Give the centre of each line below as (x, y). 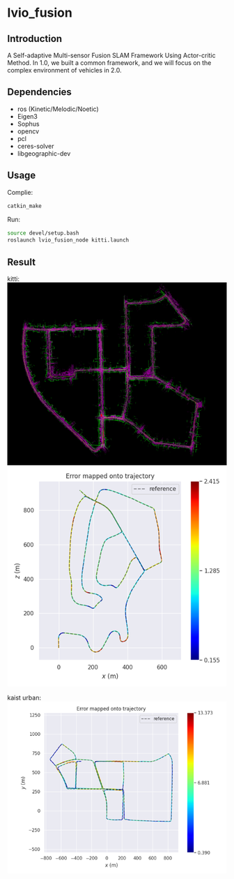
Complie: (20, 192)
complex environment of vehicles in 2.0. (64, 70)
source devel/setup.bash (43, 233)
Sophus (28, 124)
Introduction (35, 39)
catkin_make (24, 206)
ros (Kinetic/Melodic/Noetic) (58, 109)
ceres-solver (36, 146)
